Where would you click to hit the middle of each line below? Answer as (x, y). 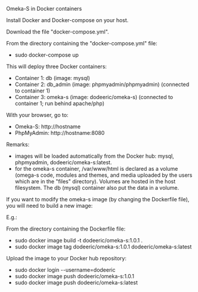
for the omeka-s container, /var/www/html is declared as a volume (96, 169)
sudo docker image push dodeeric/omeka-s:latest (76, 282)
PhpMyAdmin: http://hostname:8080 (60, 133)
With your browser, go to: (37, 115)
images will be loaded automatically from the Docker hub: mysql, (94, 156)
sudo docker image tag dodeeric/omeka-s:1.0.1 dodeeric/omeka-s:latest (103, 247)
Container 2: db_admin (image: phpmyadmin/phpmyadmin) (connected (102, 84)
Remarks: (18, 145)
